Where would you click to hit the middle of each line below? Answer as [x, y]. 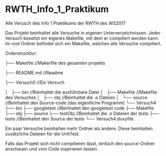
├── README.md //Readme [34, 72]
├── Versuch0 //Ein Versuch [35, 82]
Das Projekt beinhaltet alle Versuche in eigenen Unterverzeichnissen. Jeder [83, 33]
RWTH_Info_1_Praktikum [57, 9]
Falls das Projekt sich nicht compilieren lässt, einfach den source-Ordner [80, 143]
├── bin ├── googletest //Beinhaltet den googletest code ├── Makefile [79, 108]
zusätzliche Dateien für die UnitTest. [42, 133]
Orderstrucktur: [21, 53]
